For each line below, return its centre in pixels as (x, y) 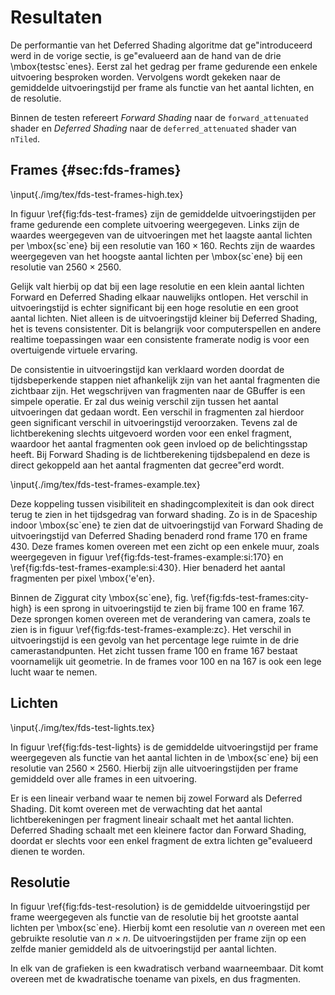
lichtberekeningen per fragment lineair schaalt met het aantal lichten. (152, 819)
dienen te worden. (47, 851)
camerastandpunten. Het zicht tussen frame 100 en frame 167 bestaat (154, 650)
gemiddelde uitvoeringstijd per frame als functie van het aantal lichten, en (162, 87)
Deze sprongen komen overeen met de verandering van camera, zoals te (160, 618)
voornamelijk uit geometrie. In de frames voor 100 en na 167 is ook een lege (166, 661)
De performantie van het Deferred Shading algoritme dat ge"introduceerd (161, 45)
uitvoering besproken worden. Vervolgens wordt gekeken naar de (145, 77)
